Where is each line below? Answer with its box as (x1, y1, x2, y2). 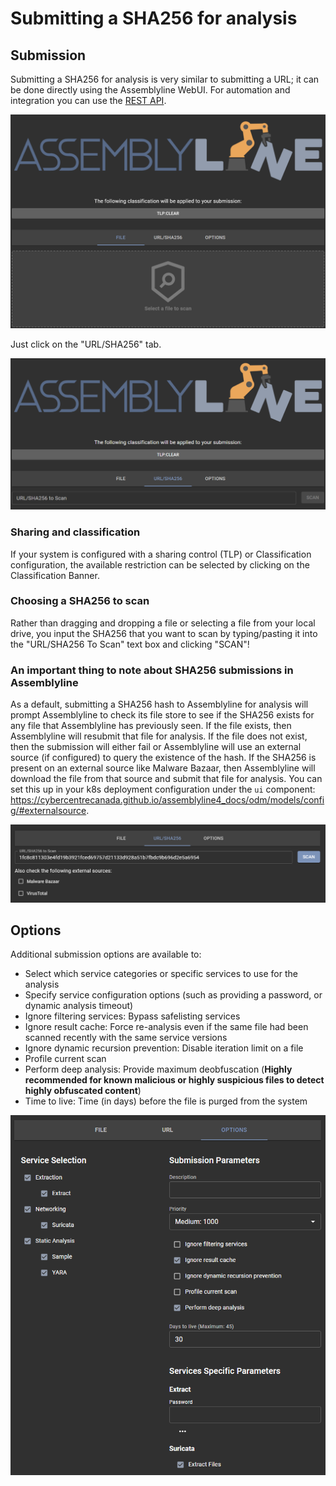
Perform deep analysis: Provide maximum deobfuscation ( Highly (24, 1063, 293, 1076)
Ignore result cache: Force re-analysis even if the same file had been (24, 1021, 309, 1033)
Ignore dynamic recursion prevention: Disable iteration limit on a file (24, 1042, 304, 1054)
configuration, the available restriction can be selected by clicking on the (10, 558, 310, 571)
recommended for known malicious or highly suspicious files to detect (24, 1074, 325, 1086)
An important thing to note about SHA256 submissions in (10, 663, 294, 677)
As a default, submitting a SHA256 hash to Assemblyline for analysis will (10, 698, 309, 711)
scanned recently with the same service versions (24, 1032, 228, 1044)
